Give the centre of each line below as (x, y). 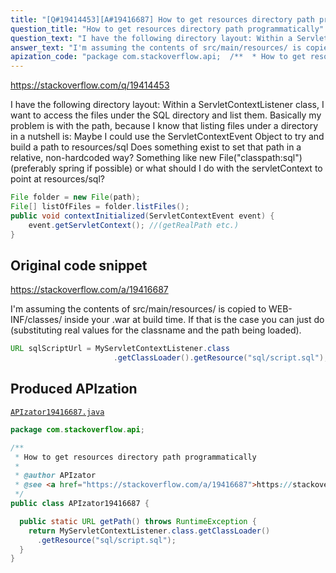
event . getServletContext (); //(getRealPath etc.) (134, 225)
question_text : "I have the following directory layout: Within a (151, 38)
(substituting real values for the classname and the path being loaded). (156, 330)
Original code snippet (79, 265)
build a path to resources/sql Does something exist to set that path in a (156, 147)
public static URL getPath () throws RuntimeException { (138, 521)
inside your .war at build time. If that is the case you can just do (194, 320)
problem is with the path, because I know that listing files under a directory (164, 126)
